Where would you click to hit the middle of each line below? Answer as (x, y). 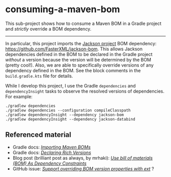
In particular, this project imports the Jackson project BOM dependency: (81, 43)
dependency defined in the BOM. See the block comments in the (73, 70)
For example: (19, 96)
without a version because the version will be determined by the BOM (78, 60)
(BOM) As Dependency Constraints (49, 163)
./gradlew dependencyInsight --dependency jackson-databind (70, 119)
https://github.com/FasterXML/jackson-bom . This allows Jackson (74, 49)
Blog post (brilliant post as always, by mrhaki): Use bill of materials (82, 158)
